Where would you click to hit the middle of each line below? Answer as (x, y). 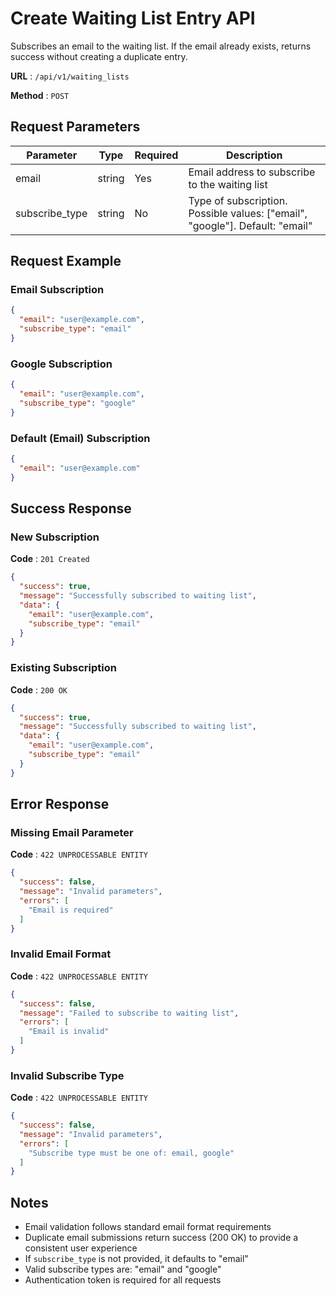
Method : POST (40, 95)
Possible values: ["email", (248, 213)
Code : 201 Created (50, 559)
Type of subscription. (238, 200)
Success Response (71, 508)
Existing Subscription (63, 668)
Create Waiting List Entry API (133, 18)
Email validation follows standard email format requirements (148, 1227)
